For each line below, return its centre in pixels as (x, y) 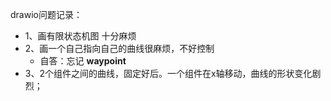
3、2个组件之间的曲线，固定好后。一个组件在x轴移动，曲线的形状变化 (168, 73)
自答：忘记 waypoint (83, 61)
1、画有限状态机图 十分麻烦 (80, 36)
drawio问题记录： (46, 14)
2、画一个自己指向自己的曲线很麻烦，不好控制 (119, 48)
